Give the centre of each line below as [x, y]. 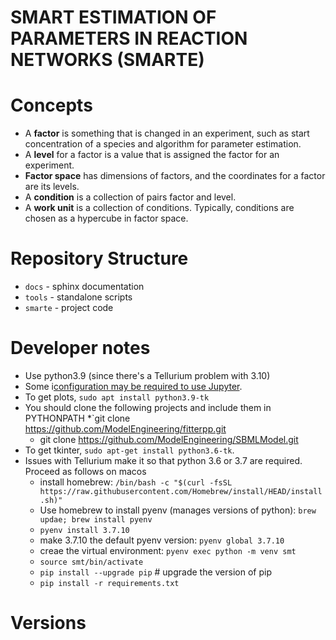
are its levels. [52, 187]
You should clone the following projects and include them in [148, 407]
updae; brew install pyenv [96, 520]
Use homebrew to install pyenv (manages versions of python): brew [178, 510]
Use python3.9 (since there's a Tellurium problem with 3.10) [147, 375]
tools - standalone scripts [78, 297]
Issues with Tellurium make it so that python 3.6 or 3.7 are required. [163, 460]
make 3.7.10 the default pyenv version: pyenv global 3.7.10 [162, 540]
